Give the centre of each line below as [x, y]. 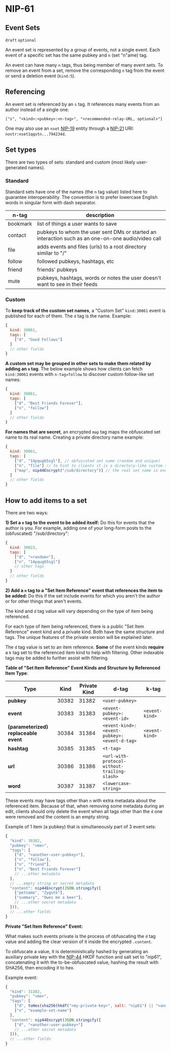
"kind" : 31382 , [26, 991]
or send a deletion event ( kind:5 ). [40, 76]
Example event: [21, 977]
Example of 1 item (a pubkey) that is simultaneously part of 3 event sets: [81, 826]
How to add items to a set [46, 501]
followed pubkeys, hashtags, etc [76, 261]
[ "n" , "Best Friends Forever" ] [48, 869]
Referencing [25, 92]
